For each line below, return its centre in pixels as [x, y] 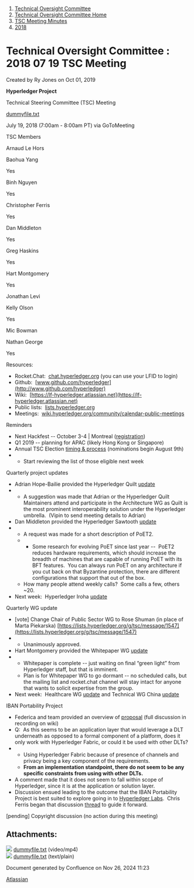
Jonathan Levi [23, 296]
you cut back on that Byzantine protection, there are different [106, 571]
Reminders [19, 425]
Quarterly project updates [37, 472]
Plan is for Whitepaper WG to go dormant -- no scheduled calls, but [105, 675]
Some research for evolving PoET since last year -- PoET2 [103, 546]
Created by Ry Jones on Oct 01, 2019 [51, 79]
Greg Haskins [23, 251]
